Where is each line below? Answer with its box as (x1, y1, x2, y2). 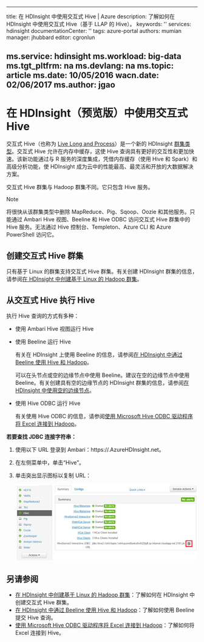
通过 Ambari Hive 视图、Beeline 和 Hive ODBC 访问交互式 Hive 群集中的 (11, 216, 191, 223)
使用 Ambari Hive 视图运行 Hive (15, 325, 94, 332)
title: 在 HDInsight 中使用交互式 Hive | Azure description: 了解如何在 (6, 13, 175, 20)
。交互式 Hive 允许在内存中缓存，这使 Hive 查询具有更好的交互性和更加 (12, 148, 189, 155)
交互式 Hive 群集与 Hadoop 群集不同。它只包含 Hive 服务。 (6, 184, 154, 191)
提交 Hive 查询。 (15, 613, 56, 621)
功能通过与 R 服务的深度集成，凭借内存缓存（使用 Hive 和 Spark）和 (27, 156, 197, 163)
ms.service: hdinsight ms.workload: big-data (6, 51, 182, 61)
